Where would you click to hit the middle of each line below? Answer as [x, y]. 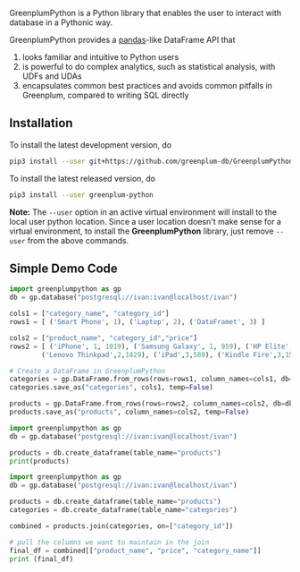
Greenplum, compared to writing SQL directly [105, 95]
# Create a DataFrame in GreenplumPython [87, 371]
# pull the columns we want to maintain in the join [109, 542]
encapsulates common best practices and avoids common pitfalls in [147, 85]
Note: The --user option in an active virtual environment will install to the [143, 212]
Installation [41, 123]
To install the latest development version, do [91, 145]
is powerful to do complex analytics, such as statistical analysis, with [149, 67]
